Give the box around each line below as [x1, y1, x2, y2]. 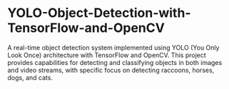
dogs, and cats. [7, 73, 54, 82]
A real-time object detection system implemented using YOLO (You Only [7, 43, 220, 52]
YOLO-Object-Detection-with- [7, 5, 191, 21]
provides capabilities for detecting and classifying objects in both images [7, 58, 223, 66]
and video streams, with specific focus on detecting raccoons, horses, [7, 66, 215, 74]
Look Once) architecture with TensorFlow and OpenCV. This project [7, 51, 207, 59]
